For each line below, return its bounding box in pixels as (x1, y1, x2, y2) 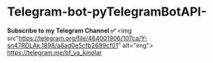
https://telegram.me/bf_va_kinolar (7, 48, 102, 56)
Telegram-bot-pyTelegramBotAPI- (7, 4, 207, 20)
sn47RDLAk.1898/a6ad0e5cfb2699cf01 (7, 41, 118, 49)
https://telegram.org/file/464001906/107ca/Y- (18, 34, 148, 42)
